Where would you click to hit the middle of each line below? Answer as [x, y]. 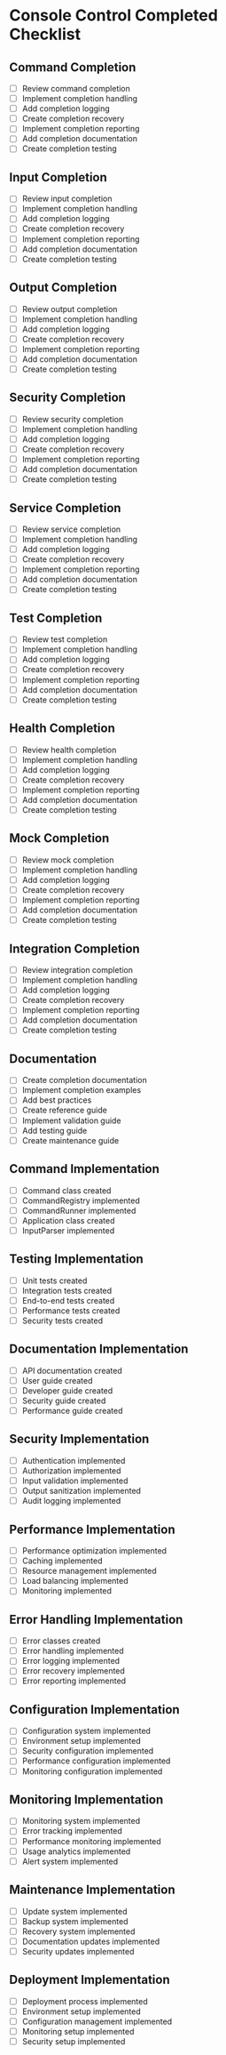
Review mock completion [68, 860]
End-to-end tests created [68, 1300]
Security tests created [62, 1320]
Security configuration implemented [88, 1751]
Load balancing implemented [75, 1581]
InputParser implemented [68, 1230]
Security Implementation [79, 1439]
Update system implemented [74, 1911]
